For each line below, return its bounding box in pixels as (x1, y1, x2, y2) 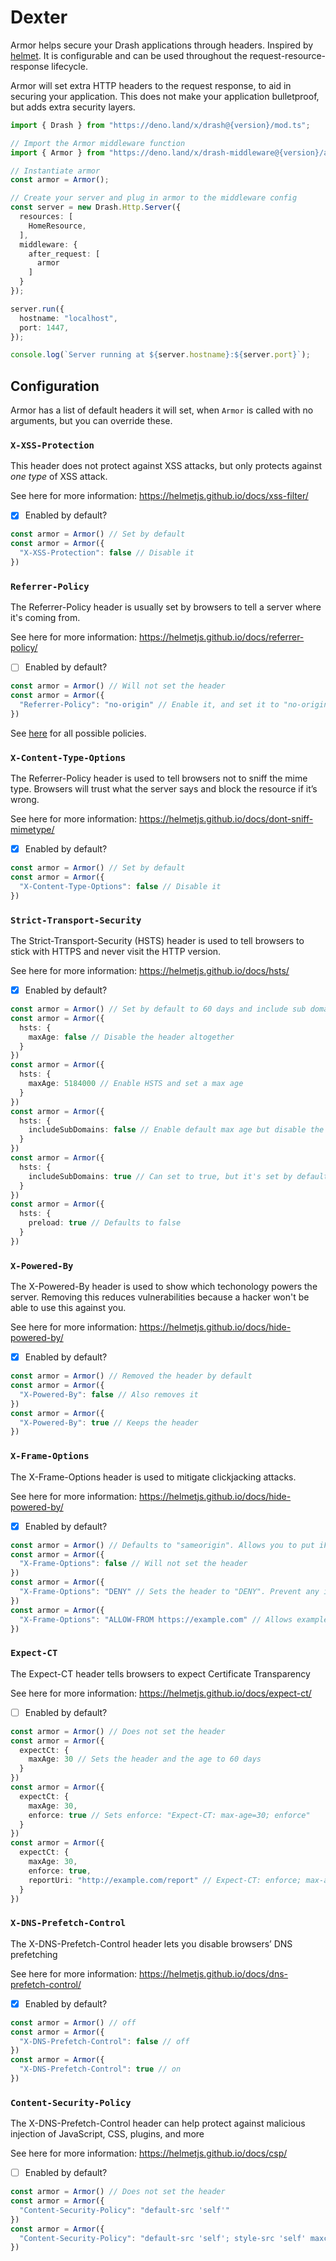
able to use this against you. (10, 1302, 127, 1314)
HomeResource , (28, 221, 87, 231)
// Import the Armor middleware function (10, 138, 186, 148)
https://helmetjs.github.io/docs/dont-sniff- (139, 813, 314, 825)
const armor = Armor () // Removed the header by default (10, 1371, 253, 1381)
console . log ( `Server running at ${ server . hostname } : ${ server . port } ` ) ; (10, 350, 311, 360)
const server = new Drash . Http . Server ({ (10, 202, 182, 213)
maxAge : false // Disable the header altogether (28, 1032, 235, 1042)
